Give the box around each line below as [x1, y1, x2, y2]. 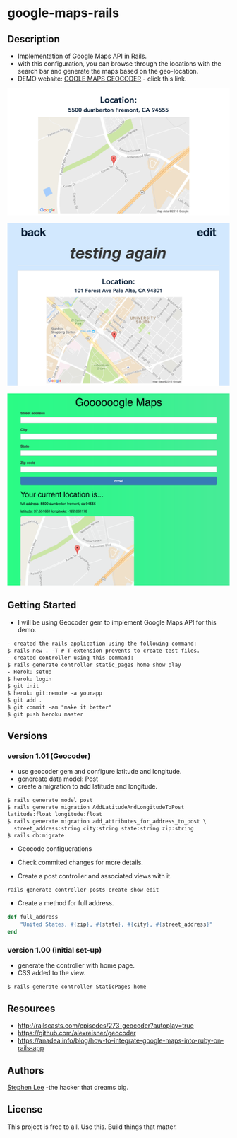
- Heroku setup [7, 668, 52, 675]
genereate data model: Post [17, 774, 99, 783]
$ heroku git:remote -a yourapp [7, 690, 102, 697]
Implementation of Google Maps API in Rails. [17, 52, 147, 60]
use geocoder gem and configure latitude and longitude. [17, 767, 182, 776]
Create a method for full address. [17, 899, 114, 907]
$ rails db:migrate [7, 832, 65, 840]
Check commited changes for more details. [17, 858, 143, 867]
